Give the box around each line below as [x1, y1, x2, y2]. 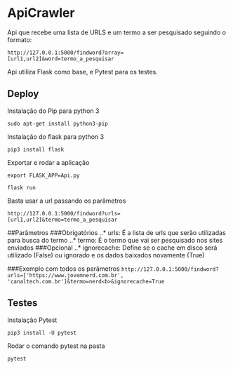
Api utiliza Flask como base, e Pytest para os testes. [7, 67, 158, 76]
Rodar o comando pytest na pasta [7, 342, 105, 350]
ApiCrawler [7, 5, 75, 21]
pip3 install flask [7, 146, 65, 153]
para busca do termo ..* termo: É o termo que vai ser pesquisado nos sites [7, 236, 223, 244]
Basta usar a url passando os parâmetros [7, 196, 126, 205]
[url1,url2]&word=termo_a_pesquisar [7, 55, 114, 62]
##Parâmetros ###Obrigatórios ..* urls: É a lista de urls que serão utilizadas [7, 228, 226, 236]
